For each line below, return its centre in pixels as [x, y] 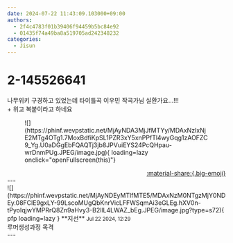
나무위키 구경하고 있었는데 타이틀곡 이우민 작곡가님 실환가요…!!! [93, 100]
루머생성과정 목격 [31, 227]
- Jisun [25, 46]
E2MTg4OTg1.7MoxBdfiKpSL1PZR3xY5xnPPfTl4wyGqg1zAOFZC [116, 137]
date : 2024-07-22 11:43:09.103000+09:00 [67, 14]
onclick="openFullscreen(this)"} [70, 160]
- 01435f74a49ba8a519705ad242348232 [66, 33]
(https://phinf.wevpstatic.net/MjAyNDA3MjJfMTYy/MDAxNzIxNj [115, 130]
